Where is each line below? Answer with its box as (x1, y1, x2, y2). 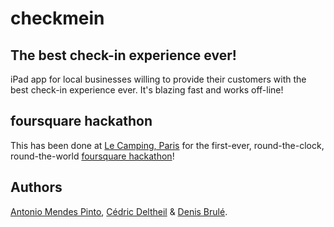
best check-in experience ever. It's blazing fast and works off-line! (10, 84, 284, 96)
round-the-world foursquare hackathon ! (10, 150, 175, 162)
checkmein (10, 7, 105, 30)
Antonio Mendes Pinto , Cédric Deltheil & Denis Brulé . (10, 205, 228, 217)
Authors (10, 179, 63, 196)
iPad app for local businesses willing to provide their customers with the (10, 73, 307, 85)
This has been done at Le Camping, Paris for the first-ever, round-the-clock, (10, 139, 325, 151)
